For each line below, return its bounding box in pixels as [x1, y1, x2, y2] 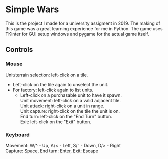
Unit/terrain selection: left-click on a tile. [5, 72, 88, 78]
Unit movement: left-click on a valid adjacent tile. [20, 97, 121, 103]
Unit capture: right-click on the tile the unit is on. [20, 108, 120, 114]
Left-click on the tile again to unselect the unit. [12, 81, 109, 87]
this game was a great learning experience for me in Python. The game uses [5, 25, 163, 31]
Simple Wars [5, 4, 59, 15]
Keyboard [5, 131, 30, 138]
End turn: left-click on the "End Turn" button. [20, 113, 113, 119]
